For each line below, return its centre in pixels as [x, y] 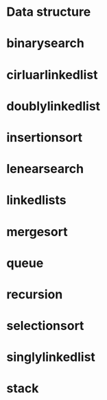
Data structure [49, 12]
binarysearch [46, 44]
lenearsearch [45, 169]
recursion [35, 294]
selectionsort [45, 326]
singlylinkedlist [51, 357]
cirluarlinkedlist [52, 74]
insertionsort [45, 137]
